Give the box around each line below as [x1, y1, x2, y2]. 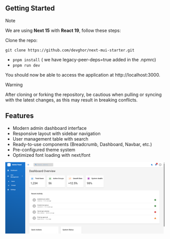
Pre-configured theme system [12, 147, 76, 153]
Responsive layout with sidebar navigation [12, 130, 101, 136]
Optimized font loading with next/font [12, 152, 91, 158]
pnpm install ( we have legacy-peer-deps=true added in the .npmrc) [12, 56, 156, 62]
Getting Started [5, 4, 55, 13]
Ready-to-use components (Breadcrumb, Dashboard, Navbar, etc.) [12, 141, 152, 147]
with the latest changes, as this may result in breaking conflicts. [5, 96, 138, 103]
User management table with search [12, 135, 89, 142]
